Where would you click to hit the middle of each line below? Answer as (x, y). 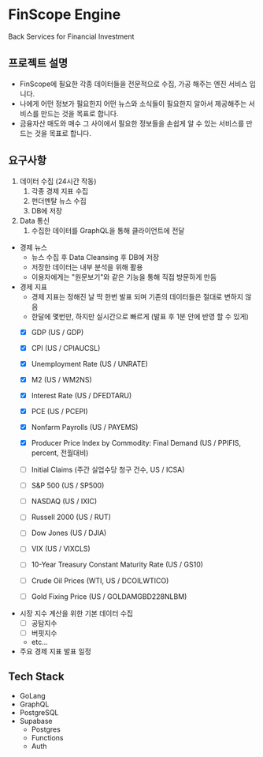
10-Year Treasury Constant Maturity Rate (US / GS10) (117, 565)
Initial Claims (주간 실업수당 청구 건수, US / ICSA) (108, 470)
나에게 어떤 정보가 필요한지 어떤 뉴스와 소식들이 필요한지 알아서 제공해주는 (133, 104)
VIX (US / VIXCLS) (61, 549)
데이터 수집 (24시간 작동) (58, 181)
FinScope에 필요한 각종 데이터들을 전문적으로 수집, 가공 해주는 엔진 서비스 (133, 84)
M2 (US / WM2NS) (61, 379)
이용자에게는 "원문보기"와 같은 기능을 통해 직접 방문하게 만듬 (124, 277)
